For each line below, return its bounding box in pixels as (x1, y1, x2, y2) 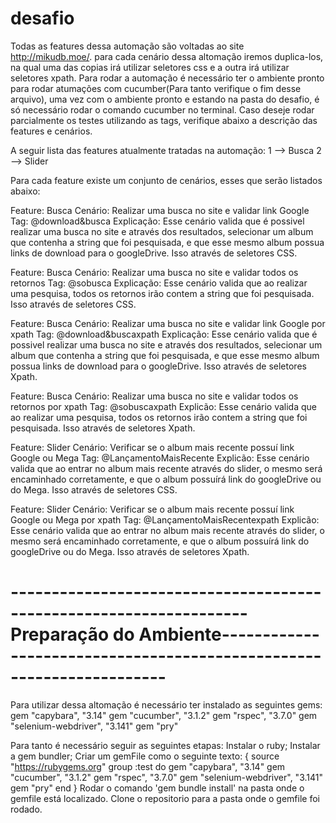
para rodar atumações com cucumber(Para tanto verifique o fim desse (10, 82, 302, 94)
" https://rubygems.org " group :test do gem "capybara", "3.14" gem (10, 760, 286, 772)
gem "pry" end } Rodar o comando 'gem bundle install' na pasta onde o (10, 782, 305, 794)
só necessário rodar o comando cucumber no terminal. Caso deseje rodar (10, 103, 315, 116)
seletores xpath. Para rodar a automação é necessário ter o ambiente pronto (10, 72, 325, 84)
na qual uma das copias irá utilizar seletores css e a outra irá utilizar (10, 61, 290, 73)
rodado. (10, 803, 43, 815)
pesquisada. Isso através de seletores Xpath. (10, 422, 196, 434)
